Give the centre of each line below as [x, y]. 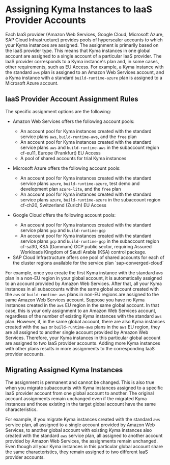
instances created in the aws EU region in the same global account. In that [82, 305]
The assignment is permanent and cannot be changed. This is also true [80, 382]
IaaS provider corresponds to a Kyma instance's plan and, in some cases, [82, 61]
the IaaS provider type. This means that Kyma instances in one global [78, 50]
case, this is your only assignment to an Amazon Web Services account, [81, 311]
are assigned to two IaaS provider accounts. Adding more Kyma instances [83, 343]
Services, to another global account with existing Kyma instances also [79, 430]
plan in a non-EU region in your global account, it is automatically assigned [84, 278]
